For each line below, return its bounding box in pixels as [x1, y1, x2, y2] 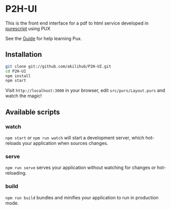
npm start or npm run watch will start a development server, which [5, 134, 145, 141]
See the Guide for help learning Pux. [5, 35, 82, 41]
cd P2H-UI [5, 69, 27, 74]
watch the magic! [5, 93, 42, 99]
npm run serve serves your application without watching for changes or [5, 164, 156, 171]
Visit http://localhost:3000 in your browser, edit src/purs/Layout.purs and [5, 88, 165, 94]
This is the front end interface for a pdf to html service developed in [5, 20, 149, 26]
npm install [5, 73, 31, 78]
